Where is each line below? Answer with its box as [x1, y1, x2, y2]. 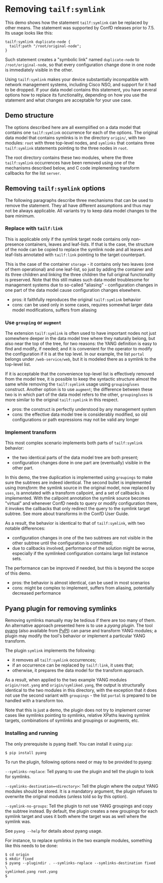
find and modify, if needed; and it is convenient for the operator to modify [5, 346, 152, 352]
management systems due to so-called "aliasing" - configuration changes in [5, 282, 158, 288]
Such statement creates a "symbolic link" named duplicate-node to [5, 56, 140, 62]
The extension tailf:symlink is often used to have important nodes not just [5, 330, 157, 336]
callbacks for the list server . [5, 170, 61, 176]
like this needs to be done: [5, 842, 58, 848]
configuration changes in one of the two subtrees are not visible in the [12, 535, 153, 541]
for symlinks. [5, 774, 31, 779]
